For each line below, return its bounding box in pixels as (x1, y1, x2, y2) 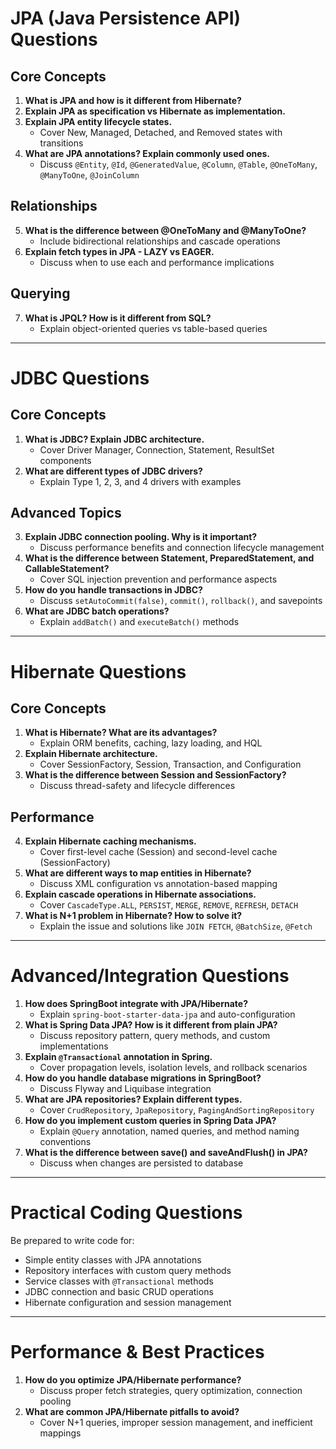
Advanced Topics (10, 505, 122, 522)
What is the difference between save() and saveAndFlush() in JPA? (24, 1147, 308, 1159)
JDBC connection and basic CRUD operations (24, 1286, 214, 1298)
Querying (10, 285, 71, 302)
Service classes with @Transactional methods (24, 1275, 214, 1287)
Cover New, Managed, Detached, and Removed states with (39, 127, 283, 138)
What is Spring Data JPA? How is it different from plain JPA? (24, 1019, 278, 1031)
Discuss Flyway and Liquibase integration (39, 1083, 212, 1095)
